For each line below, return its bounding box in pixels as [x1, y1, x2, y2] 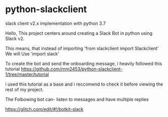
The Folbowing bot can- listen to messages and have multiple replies [5, 96, 149, 102]
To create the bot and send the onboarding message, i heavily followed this [5, 60, 162, 66]
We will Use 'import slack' [5, 51, 60, 57]
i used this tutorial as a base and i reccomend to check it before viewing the [5, 81, 163, 87]
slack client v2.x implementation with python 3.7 [5, 20, 106, 26]
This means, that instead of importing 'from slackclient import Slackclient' [5, 45, 159, 51]
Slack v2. [5, 35, 25, 42]
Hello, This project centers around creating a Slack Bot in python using [5, 30, 153, 36]
